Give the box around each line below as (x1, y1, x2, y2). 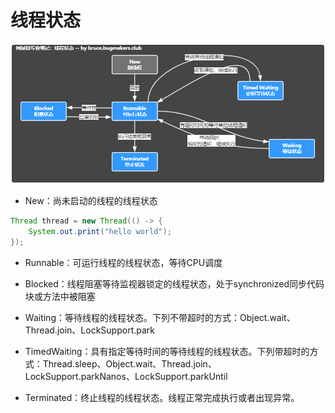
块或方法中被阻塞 (24, 290, 96, 302)
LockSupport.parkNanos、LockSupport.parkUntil (24, 370, 228, 382)
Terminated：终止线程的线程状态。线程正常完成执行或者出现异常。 (24, 391, 300, 403)
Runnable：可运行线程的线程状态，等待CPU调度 (24, 256, 223, 268)
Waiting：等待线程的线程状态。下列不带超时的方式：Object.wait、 (24, 311, 296, 323)
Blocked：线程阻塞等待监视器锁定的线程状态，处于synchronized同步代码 (24, 277, 325, 290)
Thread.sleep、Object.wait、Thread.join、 (42, 357, 217, 370)
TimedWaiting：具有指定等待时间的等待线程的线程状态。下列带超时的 (24, 345, 310, 357)
